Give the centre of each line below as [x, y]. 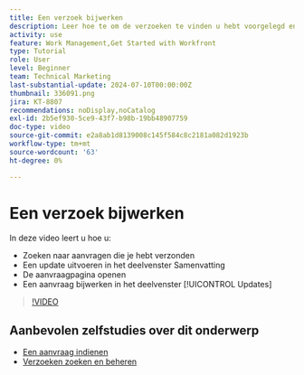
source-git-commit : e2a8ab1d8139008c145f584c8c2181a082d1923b [129, 136]
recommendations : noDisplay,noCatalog [82, 110]
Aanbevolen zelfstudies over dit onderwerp [134, 330]
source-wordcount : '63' [54, 152]
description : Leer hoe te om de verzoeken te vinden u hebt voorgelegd [147, 26]
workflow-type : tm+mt [50, 144]
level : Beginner [40, 69]
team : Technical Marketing [60, 77]
